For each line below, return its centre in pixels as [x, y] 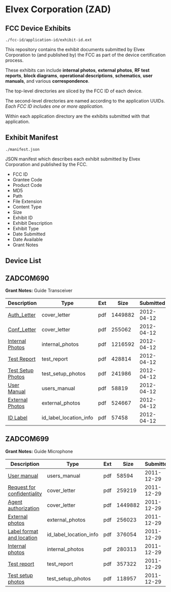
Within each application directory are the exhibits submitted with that [78, 116]
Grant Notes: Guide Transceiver [39, 291]
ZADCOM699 [27, 439]
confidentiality [25, 493]
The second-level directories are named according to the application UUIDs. [85, 101]
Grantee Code [27, 179]
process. [15, 60]
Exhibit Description [32, 223]
